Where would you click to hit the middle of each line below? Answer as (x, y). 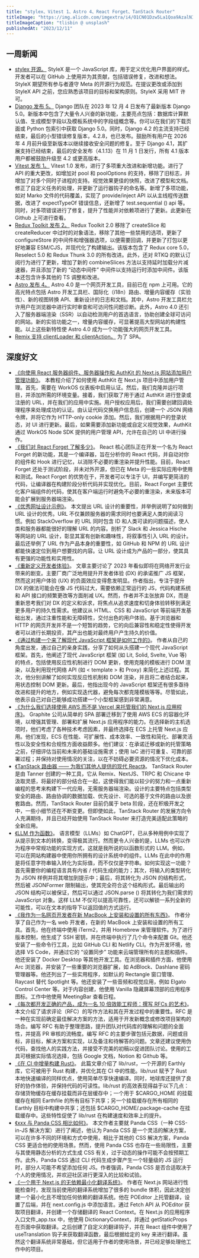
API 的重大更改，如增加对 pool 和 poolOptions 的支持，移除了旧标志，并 (102, 174)
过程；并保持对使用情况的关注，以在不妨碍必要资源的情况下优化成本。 (105, 759)
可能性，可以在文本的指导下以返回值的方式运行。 (74, 907)
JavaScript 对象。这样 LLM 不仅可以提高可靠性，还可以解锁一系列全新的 (103, 900)
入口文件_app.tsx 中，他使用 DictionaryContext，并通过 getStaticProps (101, 1219)
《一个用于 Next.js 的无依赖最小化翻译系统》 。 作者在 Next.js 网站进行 (99, 1182)
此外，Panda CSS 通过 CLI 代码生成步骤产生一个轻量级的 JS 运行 (104, 1160)
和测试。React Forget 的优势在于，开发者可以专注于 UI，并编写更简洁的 (102, 477)
